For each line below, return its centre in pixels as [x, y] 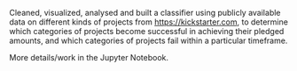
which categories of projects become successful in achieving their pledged [147, 31]
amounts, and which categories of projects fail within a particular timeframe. [148, 40]
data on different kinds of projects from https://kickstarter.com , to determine [148, 22]
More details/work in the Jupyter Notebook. [89, 57]
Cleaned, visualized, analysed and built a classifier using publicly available [145, 13]
